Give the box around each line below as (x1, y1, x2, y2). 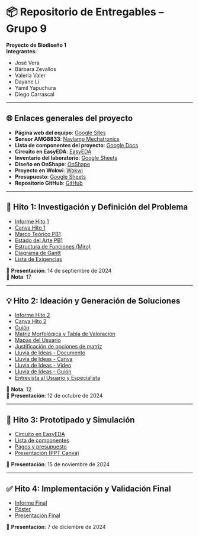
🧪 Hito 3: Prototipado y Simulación (6, 415, 135, 425)
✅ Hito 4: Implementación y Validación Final (6, 483, 171, 493)
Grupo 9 (6, 22, 47, 35)
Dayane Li (14, 78, 40, 85)
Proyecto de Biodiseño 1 (6, 41, 66, 49)
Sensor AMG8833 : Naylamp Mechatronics (14, 135, 120, 143)
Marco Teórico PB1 (14, 230, 61, 237)
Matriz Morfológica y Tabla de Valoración (14, 330, 115, 338)
